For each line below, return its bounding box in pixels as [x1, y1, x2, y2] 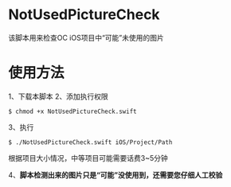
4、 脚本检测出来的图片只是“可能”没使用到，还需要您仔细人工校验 [8, 169, 223, 180]
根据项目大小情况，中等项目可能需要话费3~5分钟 [8, 153, 169, 162]
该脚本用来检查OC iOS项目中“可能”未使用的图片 [8, 33, 165, 42]
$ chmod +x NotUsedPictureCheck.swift [8, 107, 137, 115]
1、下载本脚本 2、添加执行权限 [8, 92, 109, 101]
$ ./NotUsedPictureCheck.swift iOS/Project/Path [8, 138, 173, 146]
